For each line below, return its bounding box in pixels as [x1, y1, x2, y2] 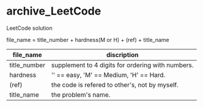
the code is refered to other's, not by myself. [51, 80, 179, 89]
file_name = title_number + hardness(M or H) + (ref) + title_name [6, 36, 169, 43]
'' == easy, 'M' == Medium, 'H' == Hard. [51, 71, 166, 79]
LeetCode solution [6, 24, 53, 32]
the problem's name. [51, 90, 111, 98]
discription [106, 50, 139, 59]
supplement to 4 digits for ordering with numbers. [51, 61, 194, 69]
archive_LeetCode [6, 4, 102, 18]
